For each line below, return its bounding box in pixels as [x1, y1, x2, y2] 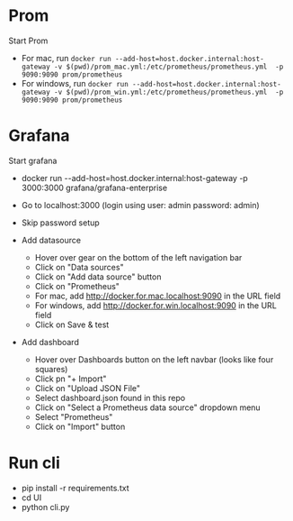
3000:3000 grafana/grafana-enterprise [21, 182, 168, 193]
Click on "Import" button [34, 421, 126, 432]
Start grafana [8, 155, 58, 166]
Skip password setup [21, 217, 100, 228]
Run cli [8, 452, 60, 473]
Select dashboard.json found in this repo [34, 392, 186, 403]
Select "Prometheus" [34, 411, 113, 422]
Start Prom [8, 35, 49, 46]
